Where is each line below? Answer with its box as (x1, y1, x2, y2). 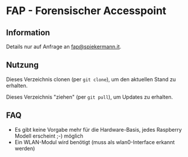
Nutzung (6, 60, 39, 70)
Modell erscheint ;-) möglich (14, 132, 83, 139)
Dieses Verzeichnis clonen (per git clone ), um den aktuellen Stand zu (6, 75, 176, 83)
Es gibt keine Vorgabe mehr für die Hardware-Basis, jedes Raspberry (14, 126, 182, 133)
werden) (14, 145, 35, 152)
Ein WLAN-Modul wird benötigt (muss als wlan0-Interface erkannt (14, 138, 175, 145)
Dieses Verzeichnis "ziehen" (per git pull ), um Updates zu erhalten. (6, 93, 173, 101)
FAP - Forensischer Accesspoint (6, 4, 166, 18)
